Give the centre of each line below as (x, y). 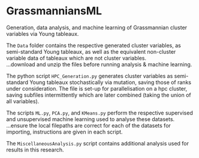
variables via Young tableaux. (43, 33)
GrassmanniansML (54, 11)
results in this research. (35, 150)
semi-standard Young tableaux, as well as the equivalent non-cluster (91, 51)
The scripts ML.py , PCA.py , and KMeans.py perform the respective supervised (99, 113)
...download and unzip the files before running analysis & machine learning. (99, 64)
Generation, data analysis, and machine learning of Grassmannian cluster (97, 27)
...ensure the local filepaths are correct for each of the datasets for (88, 125)
